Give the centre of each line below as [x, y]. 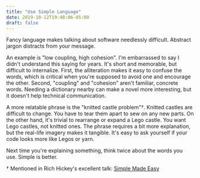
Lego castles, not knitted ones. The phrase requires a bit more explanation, [99, 127]
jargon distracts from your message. [51, 46]
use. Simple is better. [32, 157]
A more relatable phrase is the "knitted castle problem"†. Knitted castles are [99, 108]
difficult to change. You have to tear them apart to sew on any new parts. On [100, 113]
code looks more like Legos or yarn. [50, 139]
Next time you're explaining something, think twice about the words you [95, 151]
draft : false [22, 23]
